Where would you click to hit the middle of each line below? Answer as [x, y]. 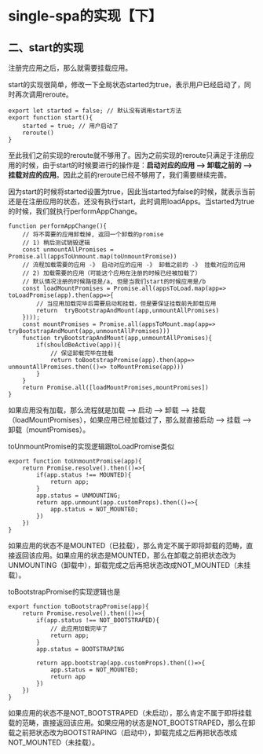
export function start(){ [50, 118]
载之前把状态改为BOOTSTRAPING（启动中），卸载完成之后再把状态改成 [123, 732]
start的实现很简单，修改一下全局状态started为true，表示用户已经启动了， [126, 84]
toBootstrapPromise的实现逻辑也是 [64, 591]
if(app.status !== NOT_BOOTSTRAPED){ [98, 620]
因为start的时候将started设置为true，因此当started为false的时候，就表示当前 [132, 192]
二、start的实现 [46, 48]
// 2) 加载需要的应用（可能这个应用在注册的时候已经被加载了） [112, 273]
